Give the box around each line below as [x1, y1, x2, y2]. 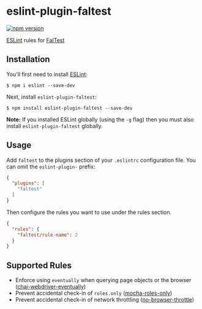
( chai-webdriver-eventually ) [15, 283, 86, 291]
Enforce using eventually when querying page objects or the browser [15, 277, 192, 284]
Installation [6, 54, 50, 65]
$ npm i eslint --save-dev [6, 82, 75, 88]
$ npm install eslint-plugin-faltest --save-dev [6, 105, 133, 111]
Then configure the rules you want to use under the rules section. [6, 208, 172, 216]
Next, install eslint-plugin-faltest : [6, 93, 97, 101]
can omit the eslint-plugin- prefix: [6, 162, 95, 170]
